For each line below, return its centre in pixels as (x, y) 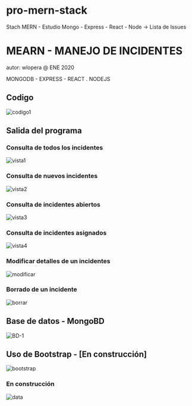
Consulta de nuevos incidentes (52, 176)
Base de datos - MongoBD (56, 321)
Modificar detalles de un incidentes (59, 261)
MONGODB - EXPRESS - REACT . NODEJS (58, 79)
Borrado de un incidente (42, 289)
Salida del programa (44, 131)
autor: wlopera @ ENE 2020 (40, 67)
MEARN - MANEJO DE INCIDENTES (95, 51)
